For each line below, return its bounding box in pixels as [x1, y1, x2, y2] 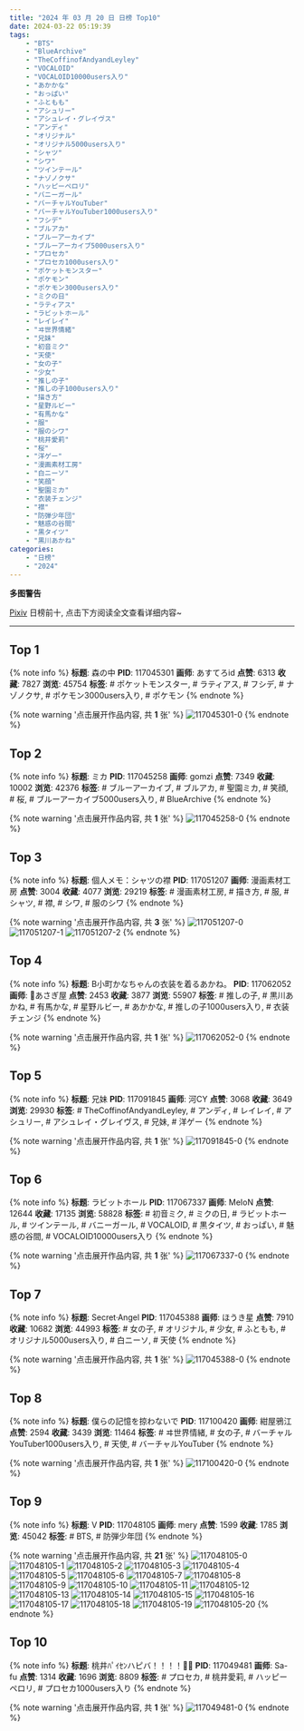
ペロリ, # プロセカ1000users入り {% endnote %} [9, 1682, 192, 1693]
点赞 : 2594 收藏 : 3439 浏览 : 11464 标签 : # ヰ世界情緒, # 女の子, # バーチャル [9, 1427, 292, 1438]
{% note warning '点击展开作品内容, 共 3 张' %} [9, 916, 186, 927]
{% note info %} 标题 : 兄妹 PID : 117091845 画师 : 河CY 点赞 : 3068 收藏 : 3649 [9, 1093, 292, 1104]
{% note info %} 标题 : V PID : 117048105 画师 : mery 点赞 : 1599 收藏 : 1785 [9, 1519, 278, 1530]
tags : [9, 30, 30, 39]
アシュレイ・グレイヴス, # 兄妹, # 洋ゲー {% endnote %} [52, 1116, 263, 1127]
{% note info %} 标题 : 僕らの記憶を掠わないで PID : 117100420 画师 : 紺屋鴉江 [9, 1416, 292, 1426]
